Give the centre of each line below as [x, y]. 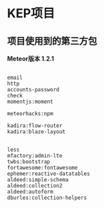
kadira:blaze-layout [37, 132]
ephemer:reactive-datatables [49, 174]
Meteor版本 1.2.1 [31, 59]
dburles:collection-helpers [47, 198]
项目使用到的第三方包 [52, 41]
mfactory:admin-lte [35, 156]
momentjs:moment [30, 102]
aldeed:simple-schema [38, 180]
